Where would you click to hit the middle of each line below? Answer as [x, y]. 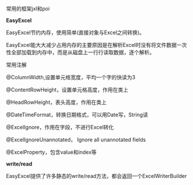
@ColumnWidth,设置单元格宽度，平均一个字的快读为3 [71, 77]
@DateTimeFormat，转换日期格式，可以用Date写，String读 [77, 115]
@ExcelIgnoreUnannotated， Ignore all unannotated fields [76, 139]
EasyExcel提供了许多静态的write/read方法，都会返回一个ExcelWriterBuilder [96, 176]
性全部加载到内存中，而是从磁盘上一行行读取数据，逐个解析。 [80, 52]
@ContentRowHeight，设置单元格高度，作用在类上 [67, 90]
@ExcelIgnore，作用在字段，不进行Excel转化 [60, 127]
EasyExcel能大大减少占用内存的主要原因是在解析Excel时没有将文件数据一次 [96, 45]
